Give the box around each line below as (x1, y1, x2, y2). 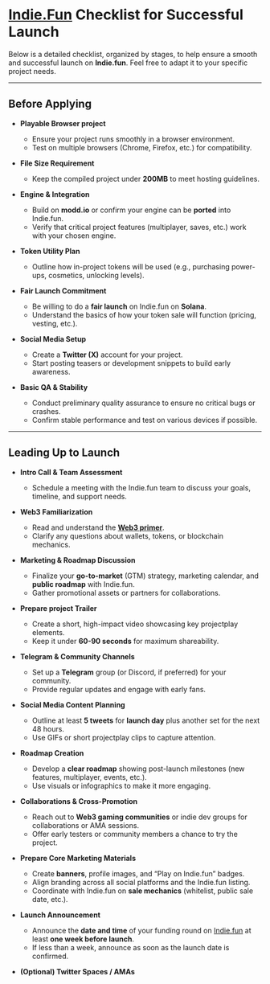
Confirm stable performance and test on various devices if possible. (31, 415, 258, 424)
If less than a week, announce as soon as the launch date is (31, 942, 230, 952)
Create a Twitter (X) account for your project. (31, 350, 183, 359)
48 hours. (31, 724, 64, 733)
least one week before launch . (31, 934, 135, 944)
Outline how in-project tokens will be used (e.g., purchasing (31, 261, 231, 271)
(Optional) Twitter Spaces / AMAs (19, 966, 135, 976)
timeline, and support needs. (31, 491, 127, 501)
